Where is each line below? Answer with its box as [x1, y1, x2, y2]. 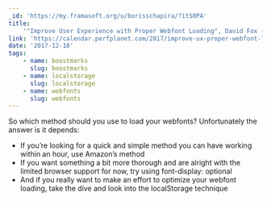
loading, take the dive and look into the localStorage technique [19, 183, 228, 194]
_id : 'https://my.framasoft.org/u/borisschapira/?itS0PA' [8, 11, 207, 20]
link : [8, 34, 27, 43]
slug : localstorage [29, 79, 95, 87]
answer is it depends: [8, 125, 80, 135]
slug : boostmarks [29, 65, 89, 73]
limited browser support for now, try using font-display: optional [19, 166, 232, 176]
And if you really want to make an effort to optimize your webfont [19, 175, 236, 185]
